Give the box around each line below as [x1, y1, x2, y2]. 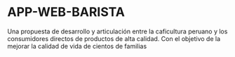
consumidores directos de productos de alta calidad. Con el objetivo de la [7, 34, 221, 42]
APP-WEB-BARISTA [7, 4, 125, 20]
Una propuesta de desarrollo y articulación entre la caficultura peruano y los [7, 27, 228, 35]
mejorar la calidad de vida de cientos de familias [7, 42, 147, 50]
